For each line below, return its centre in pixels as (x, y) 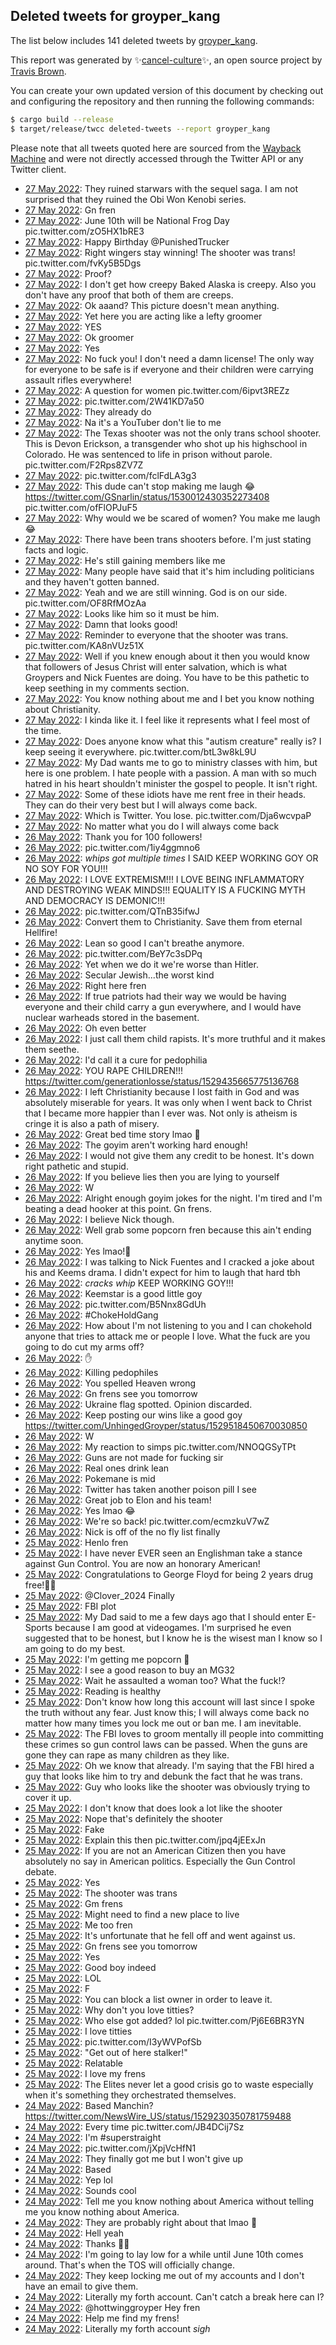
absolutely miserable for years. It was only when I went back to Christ (168, 1102)
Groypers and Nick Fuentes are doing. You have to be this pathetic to (167, 677)
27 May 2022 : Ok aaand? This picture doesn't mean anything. (152, 305)
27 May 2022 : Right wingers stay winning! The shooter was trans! (160, 252)
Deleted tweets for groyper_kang (115, 16)
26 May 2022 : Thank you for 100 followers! (113, 836)
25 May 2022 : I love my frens (85, 2073)
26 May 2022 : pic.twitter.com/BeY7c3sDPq (113, 953)
